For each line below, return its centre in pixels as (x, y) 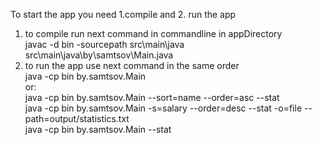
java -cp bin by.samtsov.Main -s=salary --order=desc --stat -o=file (163, 108)
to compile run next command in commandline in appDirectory (153, 33)
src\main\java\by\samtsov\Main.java (99, 55)
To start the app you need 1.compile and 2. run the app (123, 14)
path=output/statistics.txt (77, 118)
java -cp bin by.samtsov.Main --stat (98, 129)
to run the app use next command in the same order (132, 65)
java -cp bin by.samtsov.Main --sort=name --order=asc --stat (152, 97)
